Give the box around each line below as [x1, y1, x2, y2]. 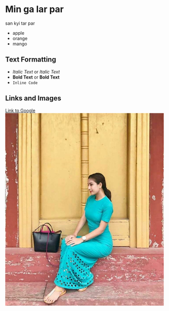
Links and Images [5, 94, 61, 103]
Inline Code [12, 80, 38, 85]
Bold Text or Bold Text [12, 74, 60, 80]
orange [12, 35, 28, 41]
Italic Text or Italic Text [12, 69, 60, 75]
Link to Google [5, 107, 36, 113]
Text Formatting [5, 55, 56, 64]
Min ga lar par [5, 4, 64, 15]
